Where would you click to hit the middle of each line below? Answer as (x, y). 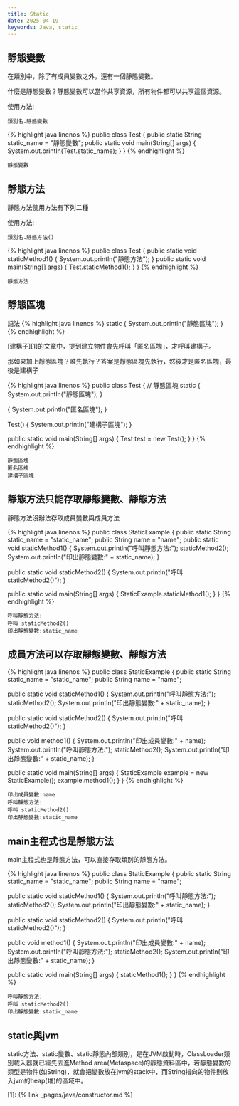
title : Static (28, 14)
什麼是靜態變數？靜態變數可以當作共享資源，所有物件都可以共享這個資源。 (116, 91)
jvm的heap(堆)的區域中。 (50, 1081)
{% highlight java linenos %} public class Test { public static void (102, 251)
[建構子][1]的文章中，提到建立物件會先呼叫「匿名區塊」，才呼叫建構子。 (111, 346)
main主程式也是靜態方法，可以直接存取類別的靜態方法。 (89, 860)
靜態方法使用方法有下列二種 (48, 207)
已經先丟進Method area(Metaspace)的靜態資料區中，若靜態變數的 (135, 1063)
